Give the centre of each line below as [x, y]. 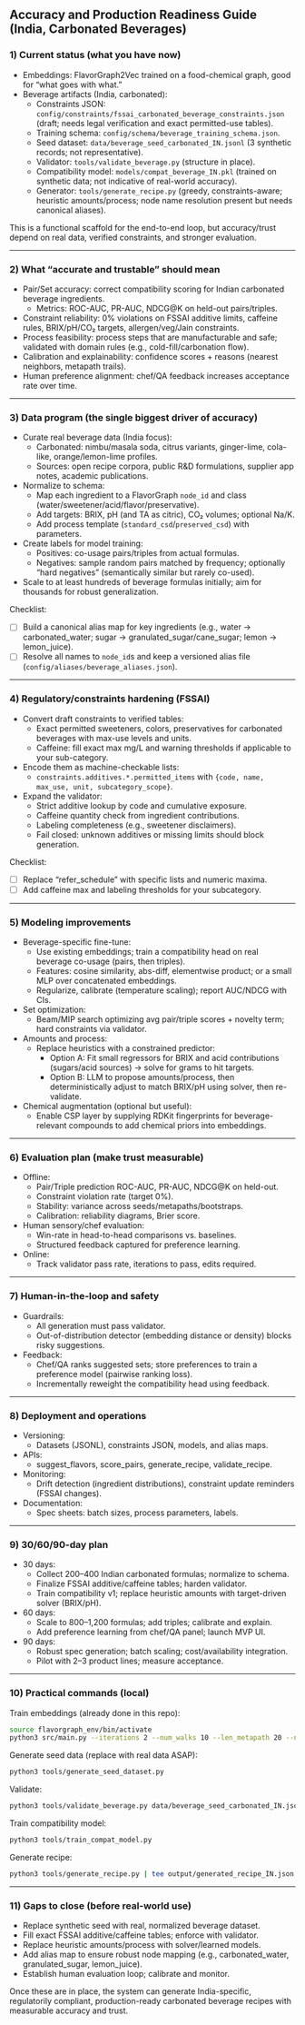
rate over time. [49, 385]
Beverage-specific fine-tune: [77, 942]
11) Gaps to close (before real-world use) [101, 1905]
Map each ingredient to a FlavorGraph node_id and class [141, 495]
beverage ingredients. [64, 298]
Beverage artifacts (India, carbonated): [95, 94]
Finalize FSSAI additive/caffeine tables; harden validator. [142, 1583]
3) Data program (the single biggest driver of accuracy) [134, 417]
